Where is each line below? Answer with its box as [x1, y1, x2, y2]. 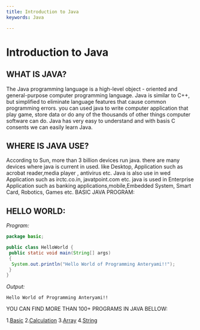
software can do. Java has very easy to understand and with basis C [6, 117, 175, 124]
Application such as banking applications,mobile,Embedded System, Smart [6, 182, 192, 190]
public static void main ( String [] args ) [8, 250, 111, 256]
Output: [6, 283, 25, 290]
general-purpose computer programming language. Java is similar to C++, [6, 91, 190, 99]
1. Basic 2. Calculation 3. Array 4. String [6, 317, 98, 324]
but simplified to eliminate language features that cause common [6, 98, 166, 105]
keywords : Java [6, 14, 44, 20]
